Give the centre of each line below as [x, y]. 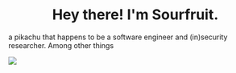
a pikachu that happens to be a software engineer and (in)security [118, 37]
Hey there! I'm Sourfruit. [135, 15]
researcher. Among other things [61, 45]
